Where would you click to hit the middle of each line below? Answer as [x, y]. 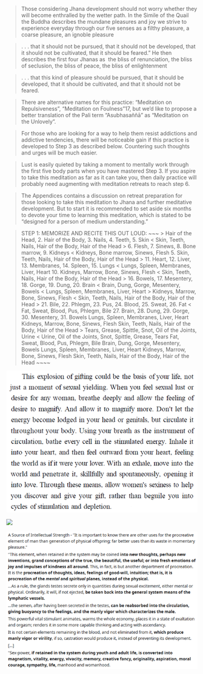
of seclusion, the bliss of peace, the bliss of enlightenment [94, 66]
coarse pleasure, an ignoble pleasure [67, 35]
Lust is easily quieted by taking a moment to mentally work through [105, 164]
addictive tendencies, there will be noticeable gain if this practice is [105, 140]
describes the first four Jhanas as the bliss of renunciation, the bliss [107, 59]
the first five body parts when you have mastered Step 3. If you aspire [108, 171]
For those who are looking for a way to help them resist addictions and [109, 133]
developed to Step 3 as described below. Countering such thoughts [105, 146]
